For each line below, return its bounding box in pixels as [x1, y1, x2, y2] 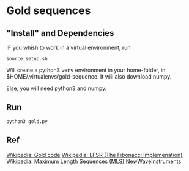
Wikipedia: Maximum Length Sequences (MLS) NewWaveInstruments [6, 158, 182, 165]
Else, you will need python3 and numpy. [6, 85, 107, 92]
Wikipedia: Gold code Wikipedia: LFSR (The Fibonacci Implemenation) [6, 151, 183, 158]
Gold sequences [6, 4, 91, 18]
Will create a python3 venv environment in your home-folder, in [6, 66, 166, 74]
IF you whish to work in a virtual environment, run [6, 44, 131, 51]
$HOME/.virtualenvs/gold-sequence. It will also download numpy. [6, 73, 172, 80]
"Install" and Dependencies [6, 28, 114, 38]
